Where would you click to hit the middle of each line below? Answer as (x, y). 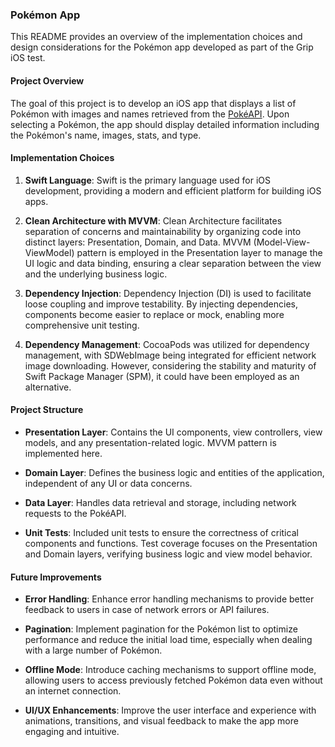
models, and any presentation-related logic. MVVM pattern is (150, 442)
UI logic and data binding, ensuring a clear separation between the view (173, 263)
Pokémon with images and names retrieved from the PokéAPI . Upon (150, 114)
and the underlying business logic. (96, 274)
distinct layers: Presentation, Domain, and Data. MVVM (138, 242)
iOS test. (28, 58)
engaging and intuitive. (72, 732)
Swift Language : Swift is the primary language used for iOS (147, 180)
